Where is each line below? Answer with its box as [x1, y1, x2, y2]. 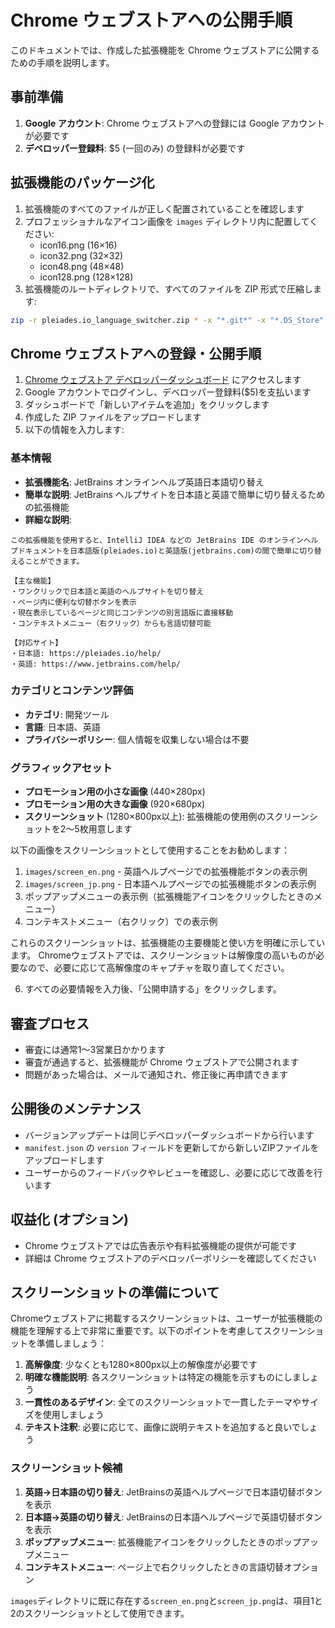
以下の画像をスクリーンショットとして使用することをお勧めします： [10, 844, 290, 856]
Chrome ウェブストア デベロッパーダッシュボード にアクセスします [24, 374, 302, 386]
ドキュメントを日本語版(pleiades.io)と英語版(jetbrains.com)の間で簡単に [17, 546, 300, 556]
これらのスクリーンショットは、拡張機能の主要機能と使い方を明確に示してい [10, 937, 325, 949]
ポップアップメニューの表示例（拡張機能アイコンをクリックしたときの [24, 891, 315, 903]
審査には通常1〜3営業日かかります [24, 1043, 167, 1055]
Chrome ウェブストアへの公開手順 [10, 9, 293, 32]
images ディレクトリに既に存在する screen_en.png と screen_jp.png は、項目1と [10, 1594, 323, 1606]
